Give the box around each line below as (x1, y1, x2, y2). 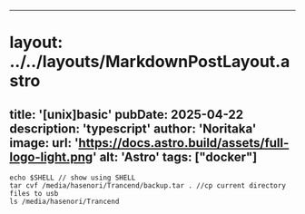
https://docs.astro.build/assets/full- (78, 135, 290, 151)
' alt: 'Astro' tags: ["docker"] (92, 149, 258, 164)
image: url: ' (9, 135, 79, 151)
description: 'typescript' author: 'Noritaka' (9, 121, 257, 136)
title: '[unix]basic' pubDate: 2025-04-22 (9, 106, 243, 122)
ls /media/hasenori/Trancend (9, 197, 120, 206)
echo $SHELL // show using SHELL (9, 173, 136, 182)
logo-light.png (9, 149, 93, 164)
